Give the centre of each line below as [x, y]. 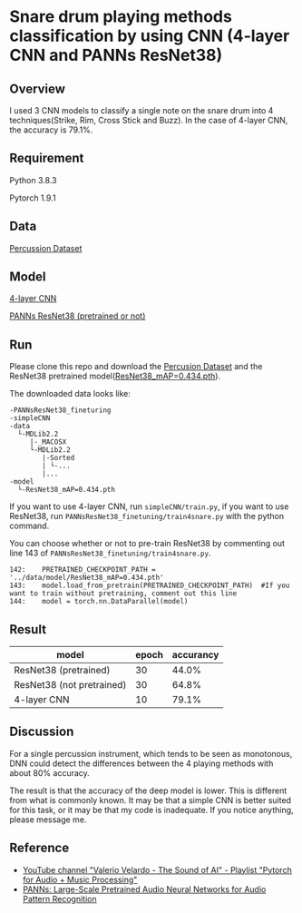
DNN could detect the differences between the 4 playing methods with [141, 763]
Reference [39, 848]
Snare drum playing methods [121, 17]
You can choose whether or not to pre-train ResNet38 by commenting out [147, 544]
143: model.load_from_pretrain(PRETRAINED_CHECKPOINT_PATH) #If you [150, 586]
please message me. [48, 820]
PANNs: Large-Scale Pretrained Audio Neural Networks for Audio [144, 889]
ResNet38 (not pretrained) [70, 685]
